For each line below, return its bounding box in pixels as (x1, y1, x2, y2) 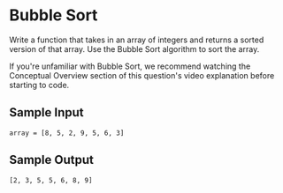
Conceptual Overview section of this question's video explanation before (9, 70, 275, 80)
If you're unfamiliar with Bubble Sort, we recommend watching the (9, 61, 251, 71)
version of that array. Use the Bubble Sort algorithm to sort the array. (9, 43, 260, 54)
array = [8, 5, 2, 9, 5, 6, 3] (9, 129, 125, 137)
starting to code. (9, 79, 70, 90)
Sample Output (9, 152, 95, 167)
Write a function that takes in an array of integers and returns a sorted (9, 34, 264, 45)
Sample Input (9, 105, 84, 120)
